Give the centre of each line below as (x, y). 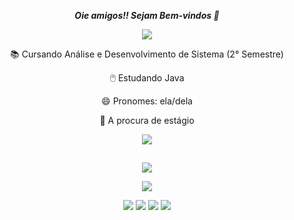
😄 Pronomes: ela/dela (147, 101)
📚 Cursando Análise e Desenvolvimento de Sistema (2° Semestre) (147, 54)
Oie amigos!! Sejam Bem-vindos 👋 (147, 15)
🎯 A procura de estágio (147, 120)
